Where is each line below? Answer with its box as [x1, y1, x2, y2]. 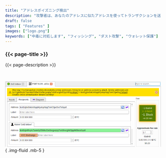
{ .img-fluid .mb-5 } [5, 148, 44, 154]
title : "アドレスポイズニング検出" [5, 8, 69, 13]
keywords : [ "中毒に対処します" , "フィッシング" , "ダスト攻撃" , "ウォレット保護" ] [5, 34, 159, 39]
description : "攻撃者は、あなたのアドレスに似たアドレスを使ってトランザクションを [5, 13, 158, 18]
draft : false [5, 18, 32, 23]
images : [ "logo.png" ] [5, 29, 50, 34]
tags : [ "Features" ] [5, 24, 50, 29]
